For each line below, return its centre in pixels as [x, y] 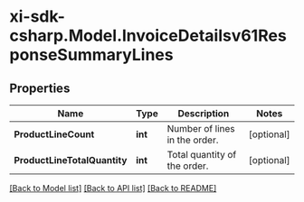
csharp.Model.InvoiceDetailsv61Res [148, 36]
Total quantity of [202, 155]
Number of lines [201, 129]
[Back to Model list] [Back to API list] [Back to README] [113, 188]
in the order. [193, 140]
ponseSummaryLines [91, 55]
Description [204, 113]
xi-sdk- [37, 17]
